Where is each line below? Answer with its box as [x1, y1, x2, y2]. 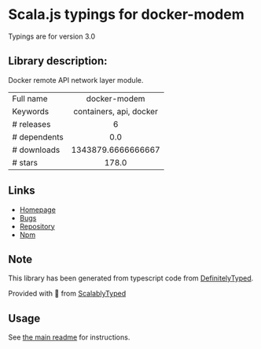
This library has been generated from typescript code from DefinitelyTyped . [8, 273, 254, 283]
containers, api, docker [73, 106, 159, 117]
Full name [12, 93, 49, 104]
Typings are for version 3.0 [8, 32, 96, 41]
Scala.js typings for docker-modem [8, 6, 245, 24]
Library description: [8, 54, 108, 68]
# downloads [12, 144, 61, 155]
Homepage [19, 205, 57, 214]
